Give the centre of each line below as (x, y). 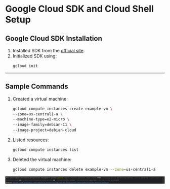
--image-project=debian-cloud (45, 130)
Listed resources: (31, 140)
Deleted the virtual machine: (42, 159)
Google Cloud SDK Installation (54, 38)
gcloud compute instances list (46, 150)
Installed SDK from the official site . (49, 51)
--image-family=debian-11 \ (42, 125)
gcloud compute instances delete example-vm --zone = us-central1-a (84, 169)
